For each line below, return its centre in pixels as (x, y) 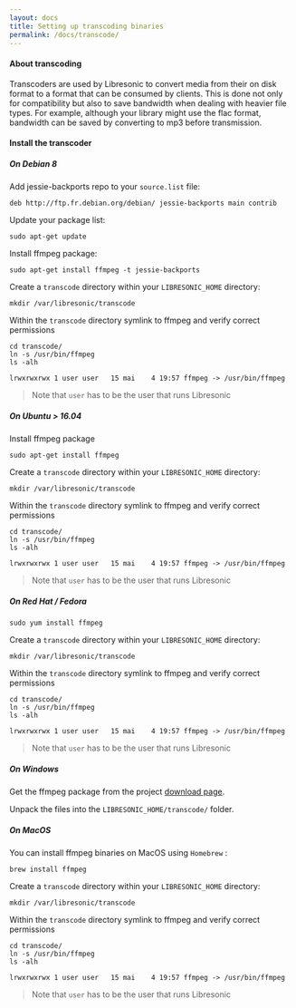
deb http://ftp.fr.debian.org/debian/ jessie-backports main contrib (143, 204)
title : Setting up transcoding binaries (87, 26)
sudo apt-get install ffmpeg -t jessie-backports (105, 270)
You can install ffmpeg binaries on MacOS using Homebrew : (119, 853)
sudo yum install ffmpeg (56, 623)
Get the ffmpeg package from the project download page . (117, 792)
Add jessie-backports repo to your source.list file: (105, 187)
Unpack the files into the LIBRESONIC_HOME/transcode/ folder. (122, 809)
